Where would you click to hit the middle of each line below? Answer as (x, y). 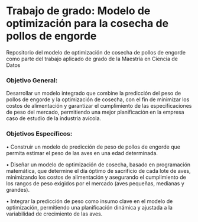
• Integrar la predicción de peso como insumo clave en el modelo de (90, 201)
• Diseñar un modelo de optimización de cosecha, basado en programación (98, 165)
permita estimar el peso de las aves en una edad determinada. (82, 153)
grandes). (18, 189)
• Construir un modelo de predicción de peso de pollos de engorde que (93, 147)
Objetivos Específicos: (39, 134)
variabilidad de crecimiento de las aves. (54, 214)
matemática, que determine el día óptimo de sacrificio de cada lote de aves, (98, 170)
